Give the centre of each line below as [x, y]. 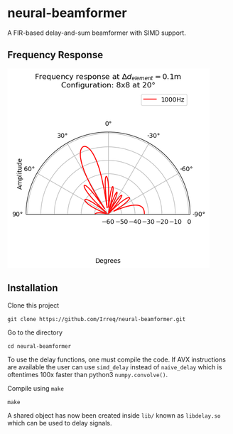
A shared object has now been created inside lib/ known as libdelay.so [114, 415]
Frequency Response [55, 55]
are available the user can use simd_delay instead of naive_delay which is [115, 367]
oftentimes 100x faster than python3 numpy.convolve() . [88, 374]
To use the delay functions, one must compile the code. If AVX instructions [116, 359]
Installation [33, 288]
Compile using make [36, 388]
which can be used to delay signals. [60, 423]
